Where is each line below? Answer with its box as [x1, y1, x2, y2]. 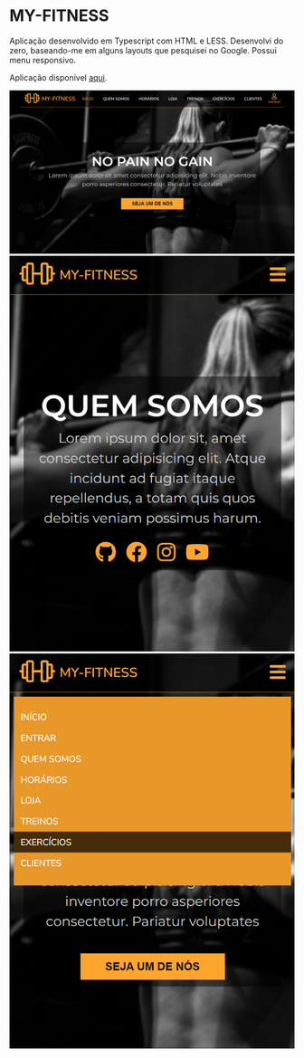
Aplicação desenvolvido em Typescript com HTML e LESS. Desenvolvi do [9, 35, 284, 46]
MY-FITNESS [9, 5, 109, 26]
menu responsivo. [9, 54, 77, 65]
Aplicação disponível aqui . [9, 71, 108, 82]
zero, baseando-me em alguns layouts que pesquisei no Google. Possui [9, 44, 278, 55]
